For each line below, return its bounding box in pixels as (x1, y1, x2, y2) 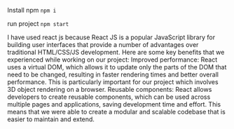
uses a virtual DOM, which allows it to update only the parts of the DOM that (7, 63, 227, 71)
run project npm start (7, 20, 69, 27)
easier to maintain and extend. (7, 115, 95, 123)
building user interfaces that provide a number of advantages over (7, 41, 199, 48)
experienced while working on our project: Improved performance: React (7, 55, 218, 64)
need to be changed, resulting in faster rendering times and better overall (7, 70, 219, 79)
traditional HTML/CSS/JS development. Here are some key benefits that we (7, 48, 225, 56)
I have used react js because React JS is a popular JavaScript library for (7, 33, 216, 41)
